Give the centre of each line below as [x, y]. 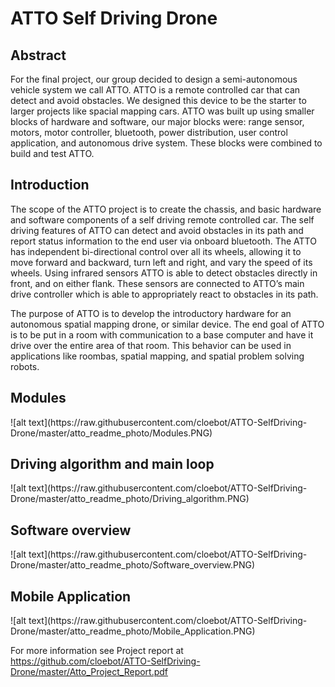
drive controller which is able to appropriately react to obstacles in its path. [164, 294]
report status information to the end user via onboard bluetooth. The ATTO [163, 241]
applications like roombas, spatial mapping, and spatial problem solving [157, 356]
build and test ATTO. [52, 153]
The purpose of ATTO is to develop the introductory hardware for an [151, 313]
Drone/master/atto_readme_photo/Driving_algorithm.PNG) [130, 499]
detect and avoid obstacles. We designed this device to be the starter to [158, 100]
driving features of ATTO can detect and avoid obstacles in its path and [157, 230]
